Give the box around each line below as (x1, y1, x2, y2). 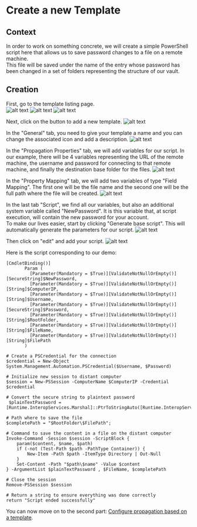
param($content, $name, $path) (16, 440, 93, 446)
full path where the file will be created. (6, 190, 99, 197)
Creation (6, 85, 39, 95)
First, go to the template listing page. (6, 100, 95, 107)
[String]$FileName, (6, 327, 54, 333)
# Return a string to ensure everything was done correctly (6, 492, 157, 498)
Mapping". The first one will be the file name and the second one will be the (6, 183, 189, 190)
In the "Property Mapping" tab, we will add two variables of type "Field (6, 177, 177, 184)
